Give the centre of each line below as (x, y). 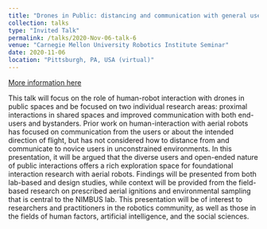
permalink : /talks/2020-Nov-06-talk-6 (72, 38)
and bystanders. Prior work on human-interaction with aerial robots (138, 123)
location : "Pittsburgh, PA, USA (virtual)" (81, 60)
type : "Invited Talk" (44, 30)
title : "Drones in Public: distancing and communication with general (128, 16)
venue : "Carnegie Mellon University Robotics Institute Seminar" (118, 45)
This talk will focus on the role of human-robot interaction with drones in (126, 98)
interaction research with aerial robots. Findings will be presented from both (132, 174)
